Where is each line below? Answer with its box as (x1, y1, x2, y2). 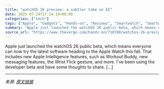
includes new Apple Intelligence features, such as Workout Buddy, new (5, 54, 148, 59)
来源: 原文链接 (5, 79, 33, 85)
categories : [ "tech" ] (5, 16, 49, 21)
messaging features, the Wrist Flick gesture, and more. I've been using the (5, 59, 155, 65)
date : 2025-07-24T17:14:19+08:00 (5, 12, 73, 17)
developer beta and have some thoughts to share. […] (5, 64, 113, 70)
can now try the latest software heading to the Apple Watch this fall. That (5, 48, 152, 54)
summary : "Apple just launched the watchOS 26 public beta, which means (5, 25, 156, 30)
